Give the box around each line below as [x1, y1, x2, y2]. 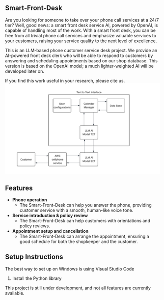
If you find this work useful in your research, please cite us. [5, 78, 125, 83]
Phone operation [12, 196, 48, 203]
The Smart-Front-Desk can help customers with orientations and [19, 218, 151, 223]
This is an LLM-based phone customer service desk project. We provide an [5, 47, 158, 53]
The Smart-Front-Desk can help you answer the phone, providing [19, 202, 152, 208]
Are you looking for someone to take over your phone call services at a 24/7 [5, 17, 159, 23]
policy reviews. [19, 223, 50, 229]
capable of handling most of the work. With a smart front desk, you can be [5, 27, 156, 33]
